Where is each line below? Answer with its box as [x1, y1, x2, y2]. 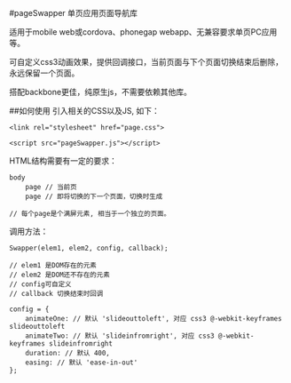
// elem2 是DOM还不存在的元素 [9, 270, 111, 279]
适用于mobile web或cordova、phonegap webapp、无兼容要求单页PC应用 [9, 27, 278, 37]
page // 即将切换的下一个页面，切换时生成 [25, 192, 163, 201]
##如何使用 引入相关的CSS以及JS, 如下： [9, 106, 160, 116]
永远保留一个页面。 [9, 68, 80, 78]
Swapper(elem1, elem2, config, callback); [9, 243, 169, 252]
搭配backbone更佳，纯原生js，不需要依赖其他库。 [9, 87, 193, 97]
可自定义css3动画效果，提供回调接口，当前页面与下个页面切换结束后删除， [9, 57, 284, 67]
